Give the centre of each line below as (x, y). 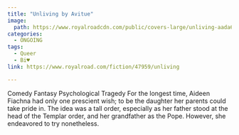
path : (22, 27)
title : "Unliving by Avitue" (51, 14)
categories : (25, 34)
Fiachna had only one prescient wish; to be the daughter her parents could (117, 101)
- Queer (25, 54)
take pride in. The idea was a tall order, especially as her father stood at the (118, 108)
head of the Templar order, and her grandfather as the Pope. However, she (117, 116)
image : (17, 21)
